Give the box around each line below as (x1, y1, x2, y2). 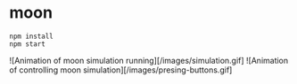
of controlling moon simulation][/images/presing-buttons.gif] (9, 65, 233, 75)
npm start (9, 39, 46, 49)
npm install (9, 32, 54, 41)
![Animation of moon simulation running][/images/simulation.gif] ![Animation (9, 55, 289, 65)
